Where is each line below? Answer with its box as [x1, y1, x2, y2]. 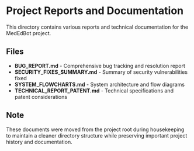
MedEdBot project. [6, 29, 51, 36]
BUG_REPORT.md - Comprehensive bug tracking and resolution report [14, 62, 186, 69]
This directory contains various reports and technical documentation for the [6, 23, 189, 30]
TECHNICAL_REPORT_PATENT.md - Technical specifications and [14, 87, 174, 94]
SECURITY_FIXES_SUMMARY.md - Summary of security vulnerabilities [14, 68, 188, 75]
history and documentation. [6, 138, 72, 145]
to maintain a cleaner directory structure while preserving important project [6, 132, 188, 139]
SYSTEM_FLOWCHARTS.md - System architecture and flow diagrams [14, 81, 185, 88]
